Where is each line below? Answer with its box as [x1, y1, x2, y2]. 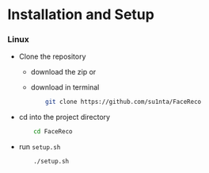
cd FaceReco [33, 128, 73, 136]
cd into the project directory [18, 113, 111, 122]
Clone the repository [18, 52, 86, 61]
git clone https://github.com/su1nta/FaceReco [45, 98, 202, 106]
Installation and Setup [7, 6, 155, 24]
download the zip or [30, 67, 97, 77]
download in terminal [30, 83, 100, 92]
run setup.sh [18, 142, 61, 152]
